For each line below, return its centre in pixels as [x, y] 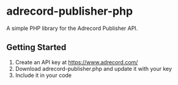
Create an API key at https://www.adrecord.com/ [76, 62]
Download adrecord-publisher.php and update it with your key [94, 68]
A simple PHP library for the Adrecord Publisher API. [72, 28]
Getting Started [36, 47]
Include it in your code [43, 75]
